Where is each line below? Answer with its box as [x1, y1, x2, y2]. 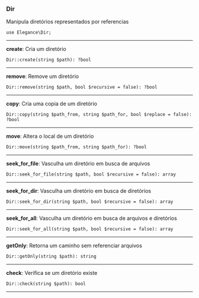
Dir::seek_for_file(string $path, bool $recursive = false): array [6, 171, 176, 177]
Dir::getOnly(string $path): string [6, 254, 97, 260]
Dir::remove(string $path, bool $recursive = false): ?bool [6, 85, 158, 90]
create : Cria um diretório [6, 46, 66, 53]
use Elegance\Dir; [6, 30, 52, 35]
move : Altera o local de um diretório [6, 132, 94, 140]
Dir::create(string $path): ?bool [6, 57, 92, 63]
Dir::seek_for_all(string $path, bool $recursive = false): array [6, 226, 174, 232]
